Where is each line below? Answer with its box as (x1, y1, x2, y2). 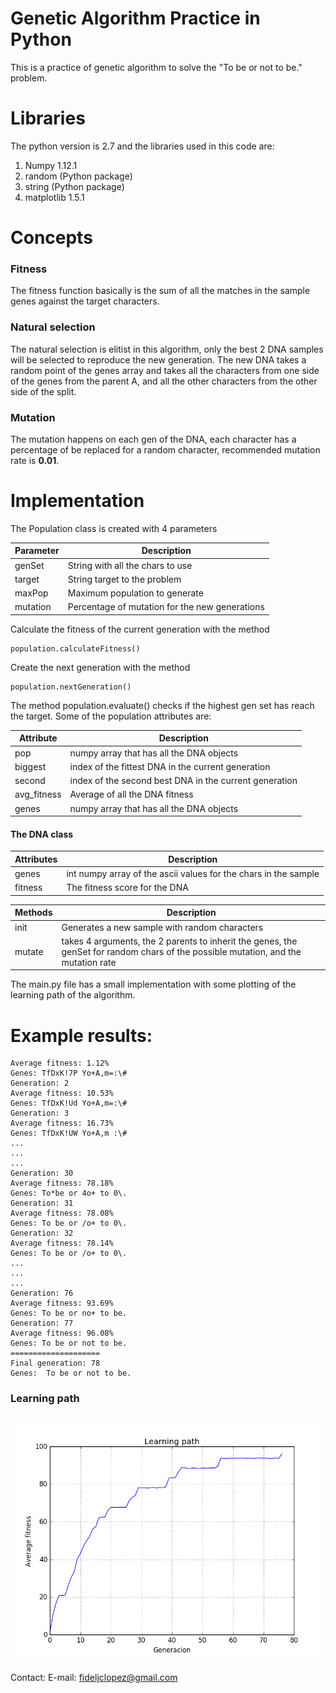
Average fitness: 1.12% (10, 1058, 110, 1069)
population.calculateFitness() (10, 643, 141, 654)
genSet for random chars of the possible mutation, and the (61, 945, 302, 957)
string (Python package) (24, 180, 125, 192)
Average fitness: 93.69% (10, 1298, 114, 1309)
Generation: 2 (10, 1078, 70, 1089)
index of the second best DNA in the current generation (69, 775, 298, 787)
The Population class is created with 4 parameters (10, 522, 218, 534)
